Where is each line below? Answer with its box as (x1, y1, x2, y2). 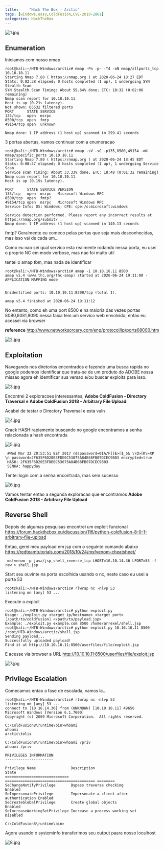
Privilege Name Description (5, 765, 95, 771)
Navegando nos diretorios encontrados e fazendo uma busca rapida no (5, 364, 149, 369)
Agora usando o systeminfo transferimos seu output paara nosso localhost (5, 830, 156, 836)
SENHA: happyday (7, 464, 41, 469)
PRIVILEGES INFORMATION (5, 753, 54, 758)
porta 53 (5, 576, 23, 582)
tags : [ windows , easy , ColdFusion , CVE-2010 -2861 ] (5, 12, 104, 17)
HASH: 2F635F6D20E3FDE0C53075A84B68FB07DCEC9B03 (7, 459, 109, 464)
